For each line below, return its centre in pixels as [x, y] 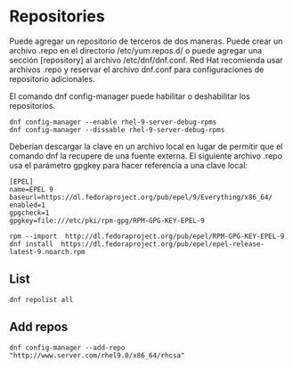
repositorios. [33, 105]
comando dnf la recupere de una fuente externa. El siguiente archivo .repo [146, 156]
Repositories [57, 16]
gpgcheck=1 [29, 213]
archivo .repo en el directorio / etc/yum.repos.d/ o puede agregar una [136, 50]
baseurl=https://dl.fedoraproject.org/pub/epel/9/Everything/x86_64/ [141, 197]
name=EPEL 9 [31, 189]
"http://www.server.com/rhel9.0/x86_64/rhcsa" [97, 355]
